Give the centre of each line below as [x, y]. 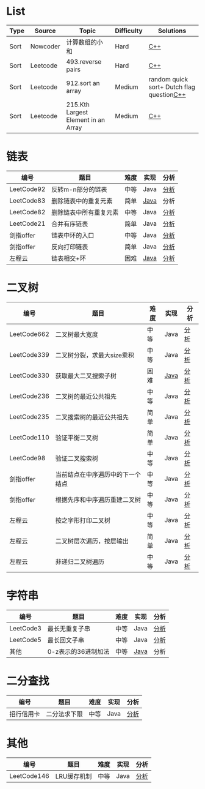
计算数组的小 [85, 42]
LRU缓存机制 [74, 776]
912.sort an [83, 83]
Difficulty [129, 31]
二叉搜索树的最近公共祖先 [92, 417]
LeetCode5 [25, 640]
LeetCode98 [27, 458]
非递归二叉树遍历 [80, 561]
